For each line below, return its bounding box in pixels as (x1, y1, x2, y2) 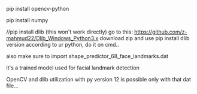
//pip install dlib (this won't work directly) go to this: (6, 28, 134, 35)
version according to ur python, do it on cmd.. (6, 41, 119, 48)
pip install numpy (6, 17, 49, 23)
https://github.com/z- (134, 28, 187, 35)
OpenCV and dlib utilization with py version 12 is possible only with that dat (6, 76, 192, 83)
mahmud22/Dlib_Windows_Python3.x (6, 35, 99, 41)
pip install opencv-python (6, 5, 69, 12)
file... (6, 82, 19, 89)
